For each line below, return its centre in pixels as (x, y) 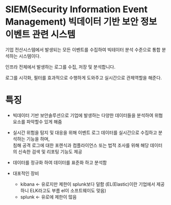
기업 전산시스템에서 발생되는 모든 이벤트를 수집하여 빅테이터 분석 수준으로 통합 (83, 49)
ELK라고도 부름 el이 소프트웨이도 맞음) (68, 190)
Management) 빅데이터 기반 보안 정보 (81, 22)
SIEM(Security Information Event (77, 9)
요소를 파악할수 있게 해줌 (37, 121)
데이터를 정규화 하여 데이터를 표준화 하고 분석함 (60, 162)
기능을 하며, (38, 139)
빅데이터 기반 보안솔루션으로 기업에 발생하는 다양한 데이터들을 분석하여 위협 (88, 115)
